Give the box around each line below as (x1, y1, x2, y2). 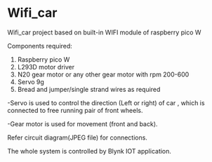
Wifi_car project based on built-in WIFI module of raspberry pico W (7, 28, 201, 36)
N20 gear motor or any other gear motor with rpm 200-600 (17, 70, 190, 79)
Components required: (7, 41, 72, 50)
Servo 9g (17, 77, 44, 86)
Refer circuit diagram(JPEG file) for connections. (7, 133, 147, 142)
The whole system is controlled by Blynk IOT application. (7, 147, 172, 155)
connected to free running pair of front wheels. (7, 106, 143, 114)
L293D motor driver (17, 62, 75, 71)
